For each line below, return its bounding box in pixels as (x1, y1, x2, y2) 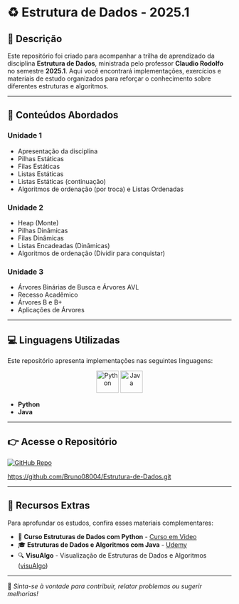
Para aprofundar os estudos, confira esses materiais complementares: (7, 518, 214, 527)
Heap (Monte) (17, 218, 59, 227)
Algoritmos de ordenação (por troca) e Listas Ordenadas (17, 185, 184, 193)
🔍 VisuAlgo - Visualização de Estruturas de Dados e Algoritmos (17, 551, 207, 560)
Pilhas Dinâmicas (17, 226, 68, 235)
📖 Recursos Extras (7, 500, 90, 512)
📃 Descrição (7, 33, 63, 45)
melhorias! (7, 589, 39, 598)
